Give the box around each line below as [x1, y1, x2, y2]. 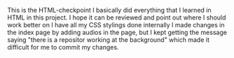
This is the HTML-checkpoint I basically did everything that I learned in [7, 6, 212, 14]
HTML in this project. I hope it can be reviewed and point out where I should [7, 13, 226, 22]
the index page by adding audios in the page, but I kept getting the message [7, 28, 228, 36]
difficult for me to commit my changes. [7, 43, 119, 51]
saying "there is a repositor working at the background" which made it [7, 36, 210, 44]
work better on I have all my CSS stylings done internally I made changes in [7, 21, 226, 29]
